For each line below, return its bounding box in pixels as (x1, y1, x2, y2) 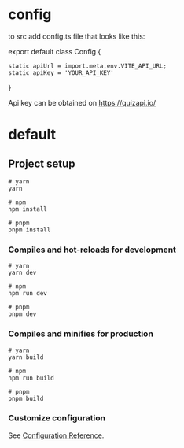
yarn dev (8, 269, 37, 277)
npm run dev (8, 290, 47, 298)
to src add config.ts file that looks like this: (8, 31, 145, 41)
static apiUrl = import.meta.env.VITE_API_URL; (8, 61, 167, 70)
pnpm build (8, 394, 44, 402)
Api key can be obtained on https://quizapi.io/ (8, 98, 156, 107)
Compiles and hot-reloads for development (8, 244, 177, 255)
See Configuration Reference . (8, 431, 105, 440)
